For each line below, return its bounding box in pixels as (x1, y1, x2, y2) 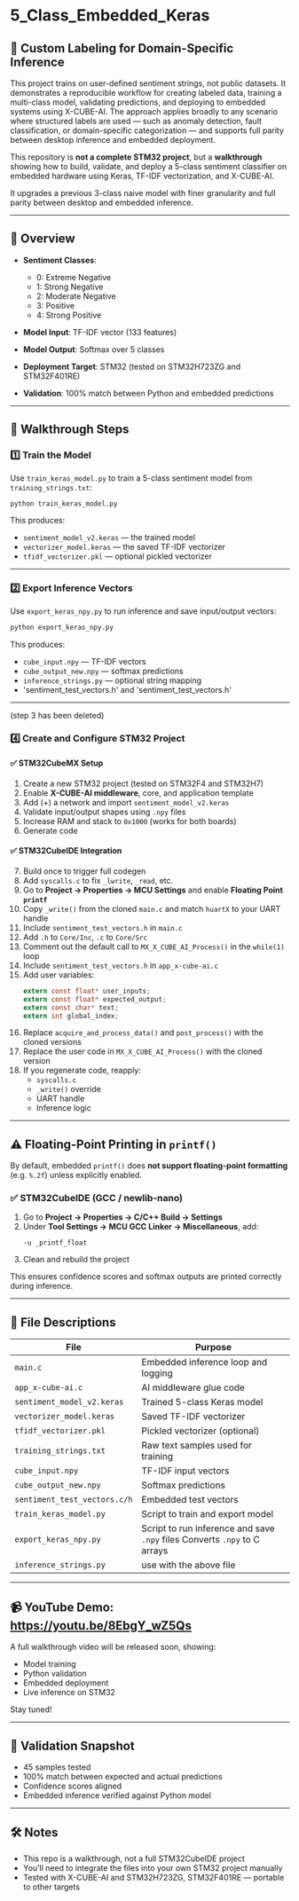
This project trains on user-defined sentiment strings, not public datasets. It (10, 78, 287, 89)
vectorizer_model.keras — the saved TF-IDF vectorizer (22, 542, 225, 553)
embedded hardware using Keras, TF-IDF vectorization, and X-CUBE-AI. (10, 170, 274, 181)
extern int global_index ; (22, 1011, 119, 1020)
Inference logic (35, 1103, 91, 1113)
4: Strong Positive (35, 310, 102, 320)
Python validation (22, 1669, 87, 1679)
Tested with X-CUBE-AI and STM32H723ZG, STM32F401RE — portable (22, 1872, 285, 1882)
